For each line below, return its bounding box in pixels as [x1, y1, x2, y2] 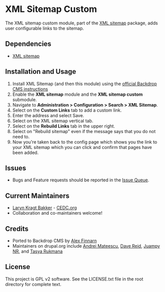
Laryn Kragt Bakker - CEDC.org [12, 205, 77, 211]
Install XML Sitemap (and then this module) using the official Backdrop [12, 81, 157, 87]
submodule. [12, 96, 37, 103]
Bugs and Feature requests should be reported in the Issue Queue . [12, 177, 150, 183]
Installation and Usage [5, 67, 76, 76]
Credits [5, 224, 29, 233]
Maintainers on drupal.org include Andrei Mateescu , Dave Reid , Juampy [12, 243, 161, 249]
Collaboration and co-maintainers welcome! [12, 210, 103, 216]
